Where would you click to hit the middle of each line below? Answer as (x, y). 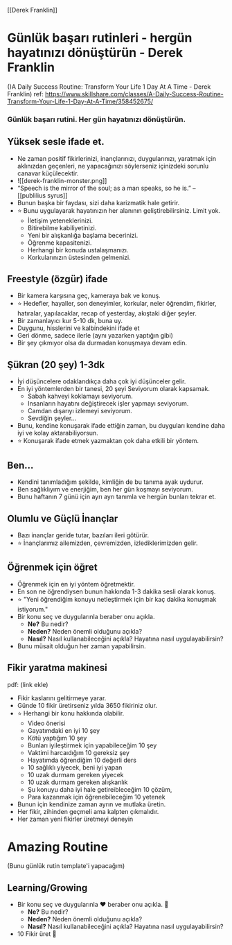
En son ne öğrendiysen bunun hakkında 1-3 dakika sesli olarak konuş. (116, 591)
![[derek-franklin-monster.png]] (62, 180)
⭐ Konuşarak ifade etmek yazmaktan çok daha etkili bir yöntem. (108, 441)
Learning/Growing (47, 888)
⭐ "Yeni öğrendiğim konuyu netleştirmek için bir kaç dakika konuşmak (117, 599)
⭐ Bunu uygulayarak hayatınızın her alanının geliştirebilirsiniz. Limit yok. (119, 210)
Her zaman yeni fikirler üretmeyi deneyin (75, 819)
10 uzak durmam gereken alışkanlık (78, 782)
